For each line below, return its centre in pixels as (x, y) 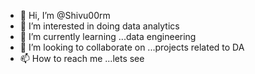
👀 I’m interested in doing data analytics (99, 26)
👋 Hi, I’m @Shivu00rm (65, 15)
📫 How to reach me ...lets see (82, 58)
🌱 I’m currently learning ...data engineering (108, 36)
